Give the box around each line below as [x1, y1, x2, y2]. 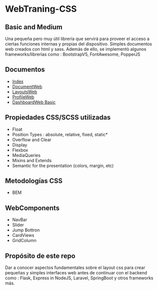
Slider [12, 222, 24, 228]
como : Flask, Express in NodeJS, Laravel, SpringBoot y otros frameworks [5, 275, 154, 281]
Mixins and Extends [12, 157, 52, 163]
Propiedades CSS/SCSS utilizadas [5, 113, 111, 122]
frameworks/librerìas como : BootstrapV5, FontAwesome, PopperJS [5, 51, 140, 57]
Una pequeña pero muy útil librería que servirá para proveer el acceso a [5, 36, 150, 41]
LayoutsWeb [12, 89, 38, 95]
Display [12, 142, 28, 147]
